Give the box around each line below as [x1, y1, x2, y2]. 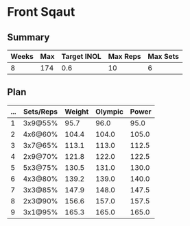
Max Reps [108, 52, 142, 61]
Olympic [95, 107, 123, 116]
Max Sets [147, 52, 180, 61]
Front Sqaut [7, 4, 75, 20]
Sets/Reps [23, 107, 58, 116]
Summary [7, 32, 50, 43]
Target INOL [61, 52, 102, 61]
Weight [64, 107, 89, 116]
